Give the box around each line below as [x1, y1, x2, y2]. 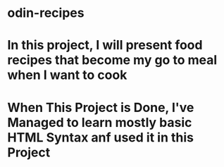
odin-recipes [7, 5, 85, 21]
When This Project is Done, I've [7, 99, 194, 116]
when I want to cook [7, 67, 127, 83]
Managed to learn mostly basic [7, 114, 192, 130]
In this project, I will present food [7, 37, 203, 54]
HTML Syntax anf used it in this [7, 129, 194, 145]
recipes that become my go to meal [7, 52, 218, 68]
